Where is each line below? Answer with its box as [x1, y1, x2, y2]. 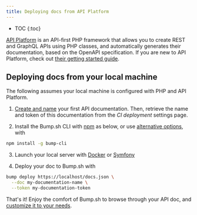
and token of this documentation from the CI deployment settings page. [14, 111, 188, 118]
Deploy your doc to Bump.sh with [14, 163, 96, 170]
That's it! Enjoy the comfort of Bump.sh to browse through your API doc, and [6, 196, 192, 203]
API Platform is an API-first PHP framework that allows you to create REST [6, 36, 186, 43]
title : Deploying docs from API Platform [6, 8, 109, 15]
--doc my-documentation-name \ [11, 180, 88, 186]
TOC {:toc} [14, 25, 41, 32]
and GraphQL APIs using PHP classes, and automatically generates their [6, 42, 181, 49]
